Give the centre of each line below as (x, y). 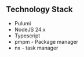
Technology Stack (39, 9)
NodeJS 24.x (30, 29)
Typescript (27, 35)
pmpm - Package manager (46, 41)
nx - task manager (36, 48)
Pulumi (23, 23)
